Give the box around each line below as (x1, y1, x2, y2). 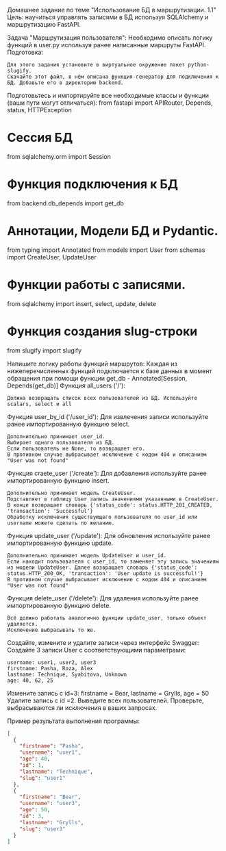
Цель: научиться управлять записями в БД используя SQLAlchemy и (7, 13, 209, 21)
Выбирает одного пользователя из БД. (7, 439, 115, 446)
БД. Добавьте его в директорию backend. (7, 79, 125, 86)
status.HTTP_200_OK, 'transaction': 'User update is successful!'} (7, 570, 204, 577)
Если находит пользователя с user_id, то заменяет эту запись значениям (7, 558, 219, 565)
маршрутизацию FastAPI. (7, 21, 81, 28)
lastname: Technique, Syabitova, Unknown (7, 671, 127, 678)
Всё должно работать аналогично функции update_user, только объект (7, 614, 207, 622)
